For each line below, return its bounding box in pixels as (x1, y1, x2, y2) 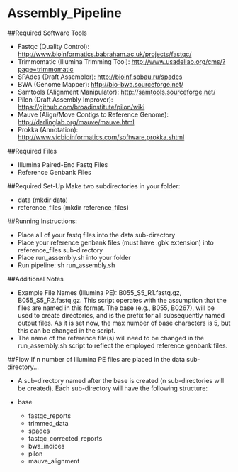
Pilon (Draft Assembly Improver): (17, 95, 113, 104)
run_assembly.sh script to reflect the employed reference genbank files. (17, 341, 228, 350)
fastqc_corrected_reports (28, 434, 103, 442)
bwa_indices (28, 441, 65, 450)
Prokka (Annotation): (17, 125, 79, 134)
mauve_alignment (28, 456, 80, 465)
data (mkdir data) (17, 195, 69, 204)
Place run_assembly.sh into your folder (17, 253, 131, 262)
